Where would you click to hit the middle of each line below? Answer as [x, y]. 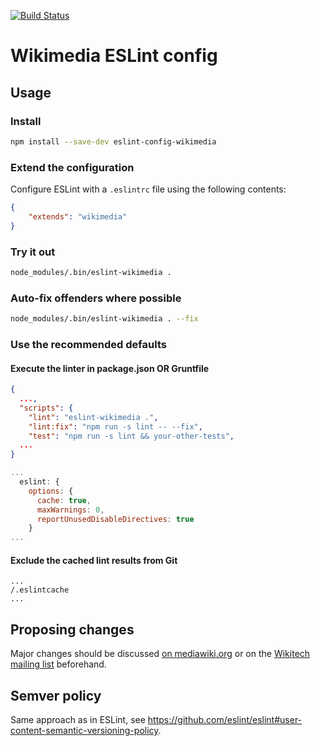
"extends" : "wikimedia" [78, 216]
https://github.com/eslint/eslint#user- [225, 719]
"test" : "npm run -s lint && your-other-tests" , [131, 436]
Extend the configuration [72, 167]
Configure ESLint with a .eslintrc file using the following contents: [148, 189]
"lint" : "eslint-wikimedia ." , [93, 417]
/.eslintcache [40, 590]
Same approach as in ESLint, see [78, 719]
